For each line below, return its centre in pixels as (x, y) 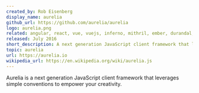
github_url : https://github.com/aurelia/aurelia (67, 22)
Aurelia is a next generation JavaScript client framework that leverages (93, 78)
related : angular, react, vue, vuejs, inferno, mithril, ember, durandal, (100, 34)
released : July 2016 (32, 39)
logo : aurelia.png (29, 28)
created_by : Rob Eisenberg (39, 11)
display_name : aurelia (34, 17)
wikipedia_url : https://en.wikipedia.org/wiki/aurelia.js (79, 61)
